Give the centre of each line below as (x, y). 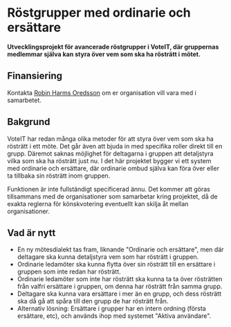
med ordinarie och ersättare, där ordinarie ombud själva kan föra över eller (113, 168)
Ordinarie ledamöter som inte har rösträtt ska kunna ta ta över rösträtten (120, 279)
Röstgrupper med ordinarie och (99, 13)
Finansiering (35, 76)
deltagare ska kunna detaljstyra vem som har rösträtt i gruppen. (108, 257)
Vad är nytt (31, 233)
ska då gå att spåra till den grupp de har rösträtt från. (93, 301)
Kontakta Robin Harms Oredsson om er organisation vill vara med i (102, 92)
